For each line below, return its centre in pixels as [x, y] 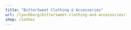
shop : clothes [20, 19]
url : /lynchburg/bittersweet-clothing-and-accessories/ [65, 15]
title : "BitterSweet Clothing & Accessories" [54, 10]
